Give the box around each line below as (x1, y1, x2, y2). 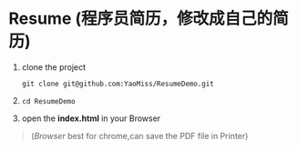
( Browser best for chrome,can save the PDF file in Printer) (30, 130, 249, 141)
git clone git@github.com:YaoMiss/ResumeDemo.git (21, 79, 215, 88)
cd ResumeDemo (21, 96, 76, 105)
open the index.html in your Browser (21, 113, 161, 124)
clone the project (21, 61, 87, 73)
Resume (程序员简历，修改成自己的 (8, 8, 273, 29)
